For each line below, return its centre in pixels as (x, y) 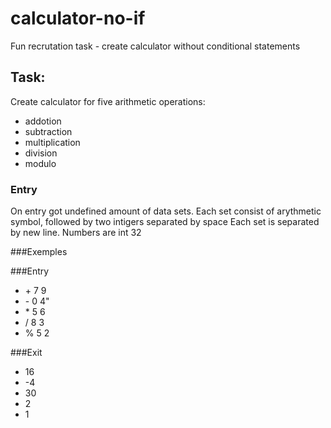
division (41, 153)
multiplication (52, 142)
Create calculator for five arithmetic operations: (108, 101)
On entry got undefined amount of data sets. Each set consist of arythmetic (166, 211)
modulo (40, 163)
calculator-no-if (78, 18)
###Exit (26, 353)
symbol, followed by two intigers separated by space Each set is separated (165, 222)
